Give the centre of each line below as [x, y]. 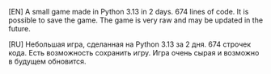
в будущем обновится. [47, 61]
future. [19, 29]
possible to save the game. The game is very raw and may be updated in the [136, 20]
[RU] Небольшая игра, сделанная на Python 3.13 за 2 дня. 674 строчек [130, 44]
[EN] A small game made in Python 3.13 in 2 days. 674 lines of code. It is [129, 12]
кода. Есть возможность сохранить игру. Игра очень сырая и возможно [134, 53]
